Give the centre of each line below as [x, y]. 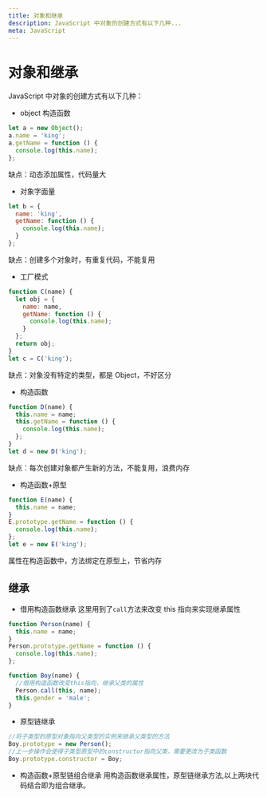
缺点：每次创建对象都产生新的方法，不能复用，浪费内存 [99, 467]
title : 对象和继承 [36, 16]
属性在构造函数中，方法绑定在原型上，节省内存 [85, 561]
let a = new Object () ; [46, 129]
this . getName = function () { [65, 422]
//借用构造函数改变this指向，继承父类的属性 [80, 683]
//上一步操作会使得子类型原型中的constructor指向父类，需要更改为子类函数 [118, 751]
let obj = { [35, 299]
